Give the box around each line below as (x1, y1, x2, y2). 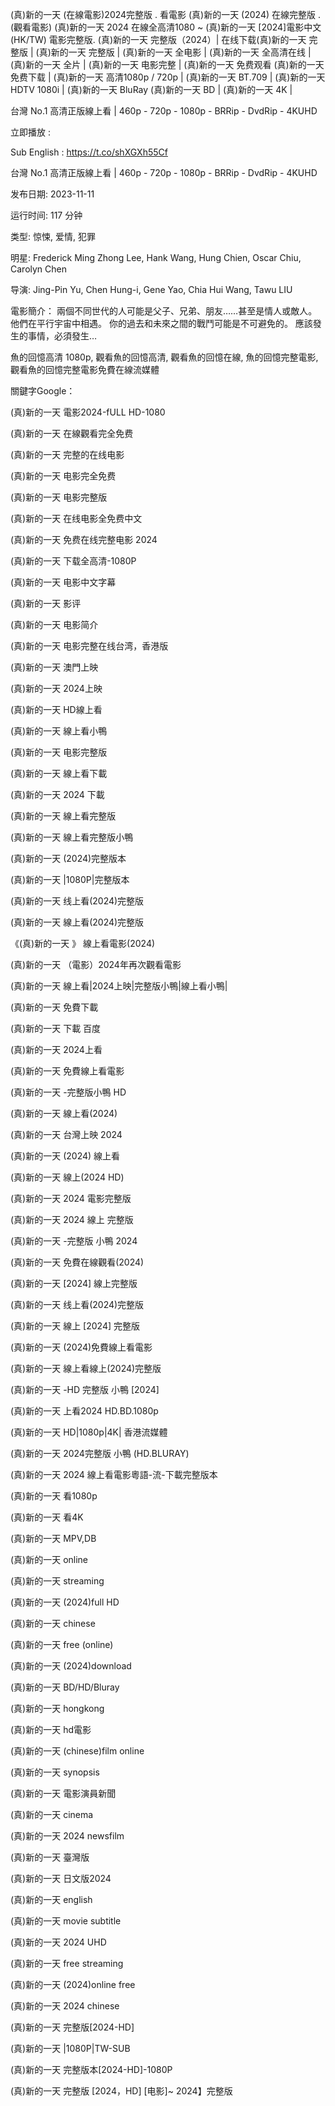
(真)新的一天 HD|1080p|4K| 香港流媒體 (10, 1426, 168, 1438)
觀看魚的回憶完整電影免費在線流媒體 (10, 364, 160, 375)
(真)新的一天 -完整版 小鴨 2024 (10, 1235, 138, 1247)
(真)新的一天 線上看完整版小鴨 (10, 831, 134, 843)
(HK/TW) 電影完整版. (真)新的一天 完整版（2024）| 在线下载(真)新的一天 (10, 34, 307, 45)
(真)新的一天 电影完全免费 (10, 470, 117, 482)
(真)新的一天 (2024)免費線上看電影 (10, 1341, 153, 1353)
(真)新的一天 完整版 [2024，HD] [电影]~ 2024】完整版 (10, 2085, 233, 2097)
